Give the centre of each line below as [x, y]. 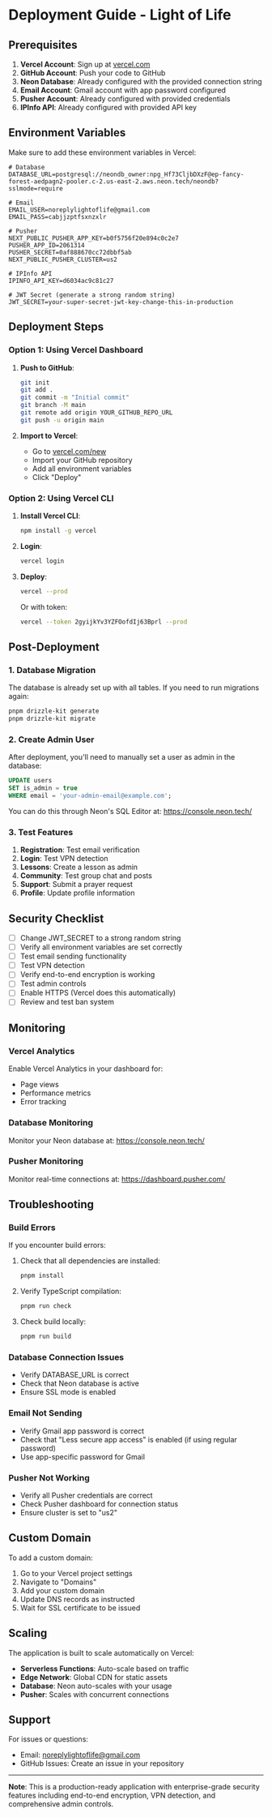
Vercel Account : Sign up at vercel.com [85, 64]
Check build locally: [53, 1322]
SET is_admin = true [43, 788]
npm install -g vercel [58, 531]
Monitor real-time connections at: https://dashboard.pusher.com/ [117, 1179]
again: [19, 696]
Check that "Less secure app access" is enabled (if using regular [128, 1439]
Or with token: [44, 606]
